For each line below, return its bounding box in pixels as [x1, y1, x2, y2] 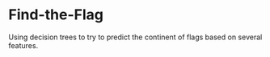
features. [8, 40, 39, 50]
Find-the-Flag [8, 6, 103, 24]
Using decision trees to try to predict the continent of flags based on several [8, 32, 263, 42]
